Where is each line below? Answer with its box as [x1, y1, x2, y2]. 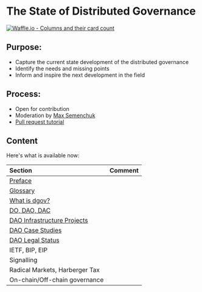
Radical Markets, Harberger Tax [9, 266, 100, 274]
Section [9, 166, 32, 175]
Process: [6, 89, 41, 99]
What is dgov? [9, 196, 50, 205]
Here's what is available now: [6, 152, 80, 159]
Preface [9, 177, 32, 185]
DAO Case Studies [9, 226, 62, 235]
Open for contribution [15, 105, 70, 112]
